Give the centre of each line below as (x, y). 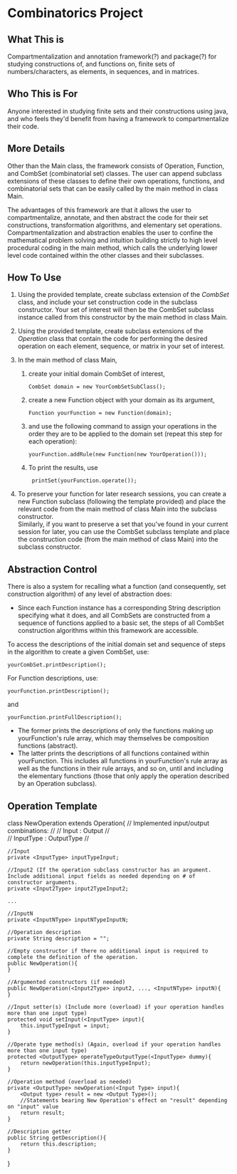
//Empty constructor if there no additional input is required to (108, 951)
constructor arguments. (43, 883)
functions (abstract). (48, 746)
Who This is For (43, 94)
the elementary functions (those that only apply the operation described (123, 776)
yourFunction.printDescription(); (59, 691)
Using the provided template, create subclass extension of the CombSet (123, 295)
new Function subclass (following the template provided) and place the (122, 502)
